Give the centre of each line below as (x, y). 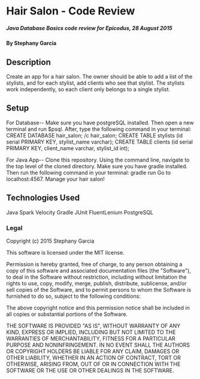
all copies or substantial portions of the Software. (67, 314)
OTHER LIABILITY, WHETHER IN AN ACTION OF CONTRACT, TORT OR (93, 357)
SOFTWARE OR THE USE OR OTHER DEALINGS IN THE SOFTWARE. (90, 370)
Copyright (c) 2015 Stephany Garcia (50, 241)
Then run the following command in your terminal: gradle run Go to (89, 172)
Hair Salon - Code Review (71, 11)
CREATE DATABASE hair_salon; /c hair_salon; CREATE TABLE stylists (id (95, 135)
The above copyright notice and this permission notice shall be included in (98, 308)
